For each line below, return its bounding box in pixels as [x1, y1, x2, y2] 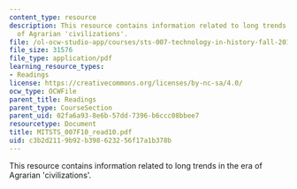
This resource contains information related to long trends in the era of [9, 160, 263, 170]
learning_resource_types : [9, 63, 104, 72]
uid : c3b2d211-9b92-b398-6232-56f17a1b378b [9, 136, 172, 145]
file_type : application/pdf [9, 54, 113, 63]
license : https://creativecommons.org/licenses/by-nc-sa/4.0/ [9, 79, 243, 87]
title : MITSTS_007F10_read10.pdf [9, 128, 133, 137]
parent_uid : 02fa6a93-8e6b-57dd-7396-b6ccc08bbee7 [9, 111, 200, 120]
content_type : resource [9, 12, 97, 22]
